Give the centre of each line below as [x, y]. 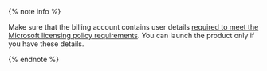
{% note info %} [35, 12]
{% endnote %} [34, 59]
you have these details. [46, 44]
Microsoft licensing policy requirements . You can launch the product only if [132, 35]
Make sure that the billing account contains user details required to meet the [133, 27]
